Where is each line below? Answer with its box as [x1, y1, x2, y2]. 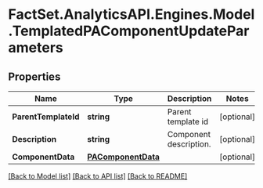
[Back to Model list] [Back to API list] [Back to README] [8, 172, 188, 181]
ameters [8, 39, 64, 56]
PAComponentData [87, 151, 160, 162]
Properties [8, 70, 61, 83]
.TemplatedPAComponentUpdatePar [8, 22, 250, 40]
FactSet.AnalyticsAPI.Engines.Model [8, 5, 255, 23]
